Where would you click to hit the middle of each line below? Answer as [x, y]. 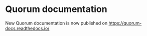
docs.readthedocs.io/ [27, 28]
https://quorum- [125, 23]
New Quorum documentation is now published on [56, 23]
